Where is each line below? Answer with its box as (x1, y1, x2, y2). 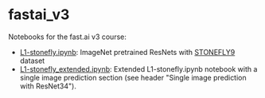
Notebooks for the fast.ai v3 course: (8, 32, 127, 41)
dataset (19, 56, 45, 65)
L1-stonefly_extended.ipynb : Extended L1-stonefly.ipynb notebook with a (19, 64, 258, 73)
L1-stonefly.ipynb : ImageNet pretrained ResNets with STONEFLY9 (19, 47, 236, 57)
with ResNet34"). (19, 81, 77, 91)
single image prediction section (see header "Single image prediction (19, 73, 247, 82)
